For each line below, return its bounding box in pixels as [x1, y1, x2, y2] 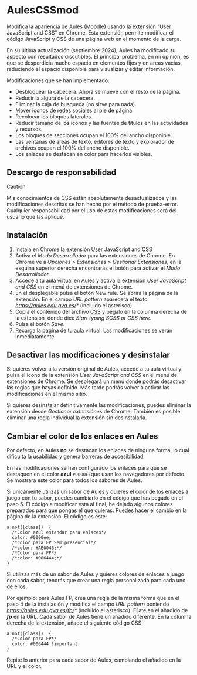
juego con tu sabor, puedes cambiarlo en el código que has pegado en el [6, 494, 184, 501]
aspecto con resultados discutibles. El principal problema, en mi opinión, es [6, 53, 189, 60]
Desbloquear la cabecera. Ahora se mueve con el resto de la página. [15, 88, 181, 95]
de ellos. [6, 583, 28, 590]
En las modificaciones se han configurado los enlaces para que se [6, 464, 167, 472]
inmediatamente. [15, 333, 56, 340]
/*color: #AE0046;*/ [12, 545, 62, 551]
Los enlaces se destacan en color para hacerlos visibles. [15, 150, 152, 157]
